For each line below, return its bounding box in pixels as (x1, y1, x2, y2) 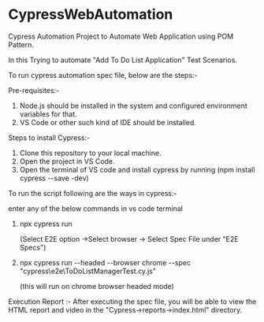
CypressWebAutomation (8, 6, 173, 24)
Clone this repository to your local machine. (19, 148, 162, 157)
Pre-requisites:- (8, 85, 60, 95)
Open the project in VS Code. (19, 156, 116, 166)
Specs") (19, 242, 46, 252)
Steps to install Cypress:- (8, 132, 91, 142)
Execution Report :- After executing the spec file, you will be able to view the (8, 297, 257, 306)
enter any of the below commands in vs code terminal (8, 203, 184, 213)
